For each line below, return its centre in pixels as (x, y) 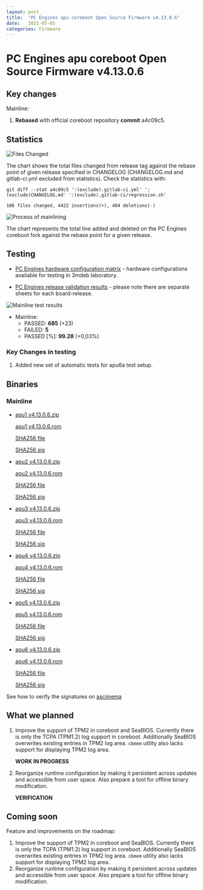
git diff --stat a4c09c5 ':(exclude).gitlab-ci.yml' (74, 190)
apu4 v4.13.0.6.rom (39, 567)
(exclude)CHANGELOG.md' (36, 195)
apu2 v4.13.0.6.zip (38, 461)
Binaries (22, 384)
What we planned (40, 716)
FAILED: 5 (36, 330)
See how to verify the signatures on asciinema (64, 696)
